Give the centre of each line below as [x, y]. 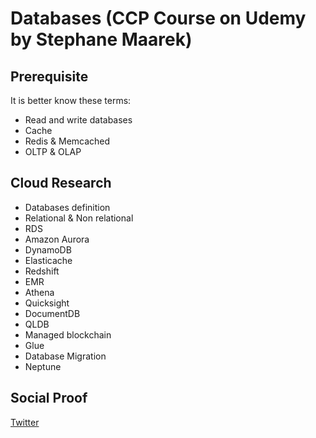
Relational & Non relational [79, 218]
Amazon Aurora [57, 239]
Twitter [25, 422]
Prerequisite [49, 76]
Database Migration [65, 356]
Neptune [43, 366]
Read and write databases [78, 120]
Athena [39, 292]
